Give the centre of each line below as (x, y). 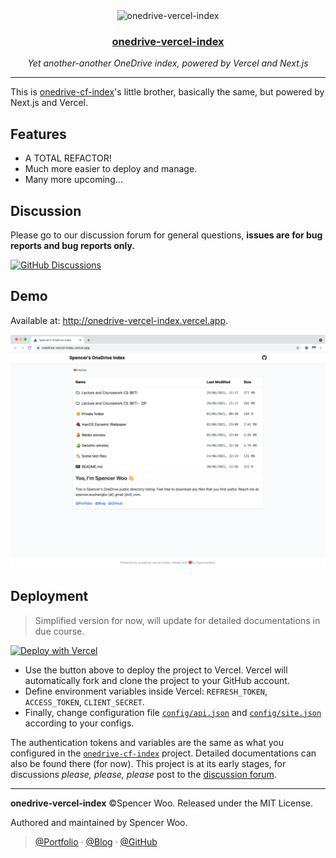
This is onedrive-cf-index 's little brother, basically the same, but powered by (167, 92)
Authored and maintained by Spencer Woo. (99, 822)
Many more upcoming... (73, 180)
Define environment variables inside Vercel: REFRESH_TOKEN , (146, 691)
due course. (59, 631)
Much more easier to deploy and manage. (111, 169)
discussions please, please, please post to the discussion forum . (143, 774)
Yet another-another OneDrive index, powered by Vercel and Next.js (168, 63)
